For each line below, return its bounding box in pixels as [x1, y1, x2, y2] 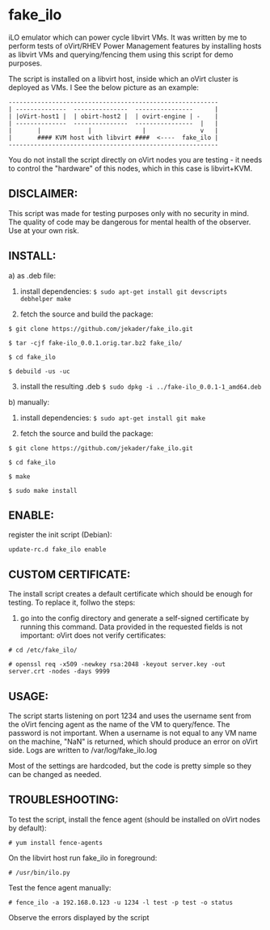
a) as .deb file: [8, 270, 57, 280]
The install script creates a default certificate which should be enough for [8, 589, 253, 599]
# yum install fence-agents [8, 839, 103, 847]
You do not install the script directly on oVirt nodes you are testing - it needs [8, 155, 263, 164]
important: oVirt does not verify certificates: [19, 631, 167, 640]
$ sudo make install [8, 486, 78, 495]
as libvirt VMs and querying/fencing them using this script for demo [8, 49, 234, 59]
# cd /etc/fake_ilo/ [8, 646, 78, 655]
